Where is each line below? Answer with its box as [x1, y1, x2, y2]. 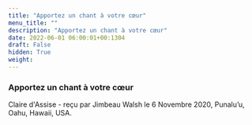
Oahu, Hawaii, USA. [8, 108, 73, 118]
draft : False [8, 41, 51, 49]
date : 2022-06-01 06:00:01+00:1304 [8, 33, 126, 42]
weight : [8, 56, 34, 64]
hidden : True [8, 48, 51, 56]
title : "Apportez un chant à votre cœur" [8, 11, 147, 20]
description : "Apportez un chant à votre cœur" [8, 26, 168, 34]
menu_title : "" [8, 19, 58, 27]
